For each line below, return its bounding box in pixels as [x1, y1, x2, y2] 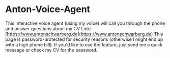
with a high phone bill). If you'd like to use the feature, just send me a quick [5, 41, 163, 47]
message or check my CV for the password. [5, 47, 98, 53]
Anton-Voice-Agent [5, 4, 91, 15]
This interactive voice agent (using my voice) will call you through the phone [5, 20, 165, 26]
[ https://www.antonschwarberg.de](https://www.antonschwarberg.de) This [5, 31, 163, 37]
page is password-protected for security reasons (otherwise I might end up [5, 36, 163, 42]
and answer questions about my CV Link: [5, 25, 92, 31]
